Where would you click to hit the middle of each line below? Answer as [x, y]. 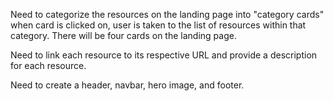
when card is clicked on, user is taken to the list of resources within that [158, 25]
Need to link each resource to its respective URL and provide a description [164, 55]
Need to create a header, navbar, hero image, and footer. [127, 85]
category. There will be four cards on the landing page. [123, 35]
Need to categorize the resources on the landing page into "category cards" [167, 14]
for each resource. [48, 65]
